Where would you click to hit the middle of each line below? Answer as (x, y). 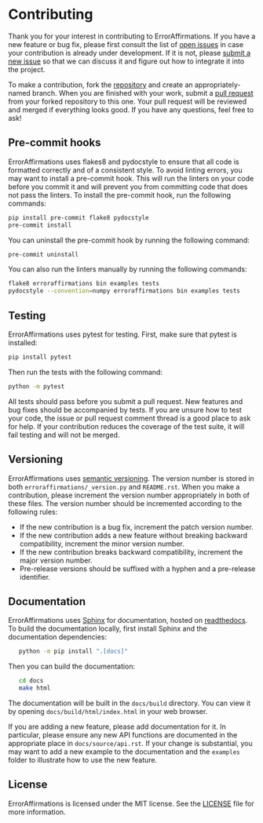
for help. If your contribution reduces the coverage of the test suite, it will (126, 426)
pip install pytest (40, 357)
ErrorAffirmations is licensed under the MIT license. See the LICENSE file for (131, 803)
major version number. (56, 560)
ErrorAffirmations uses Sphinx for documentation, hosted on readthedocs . (128, 621)
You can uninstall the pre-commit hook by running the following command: (129, 240)
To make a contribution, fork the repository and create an (101, 85)
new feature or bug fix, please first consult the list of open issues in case (126, 44)
